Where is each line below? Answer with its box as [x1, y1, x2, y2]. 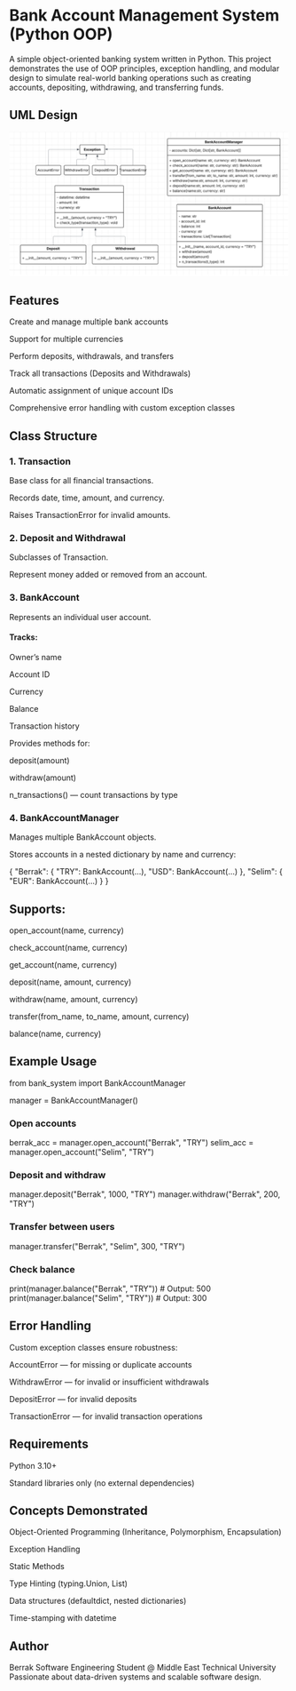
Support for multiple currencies [9, 334, 124, 345]
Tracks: [9, 632, 38, 642]
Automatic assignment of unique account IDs [9, 386, 174, 396]
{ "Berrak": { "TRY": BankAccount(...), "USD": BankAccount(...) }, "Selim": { [9, 866, 284, 877]
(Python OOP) [9, 24, 113, 44]
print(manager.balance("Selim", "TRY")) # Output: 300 [9, 1293, 207, 1304]
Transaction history [9, 721, 80, 731]
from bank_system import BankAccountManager [9, 1077, 186, 1089]
